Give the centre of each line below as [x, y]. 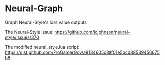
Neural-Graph [34, 9]
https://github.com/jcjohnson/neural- [92, 32]
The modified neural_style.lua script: [42, 47]
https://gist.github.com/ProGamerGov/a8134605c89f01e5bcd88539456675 [82, 52]
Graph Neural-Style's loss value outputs [46, 22]
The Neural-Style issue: [29, 32]
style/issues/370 [22, 37]
